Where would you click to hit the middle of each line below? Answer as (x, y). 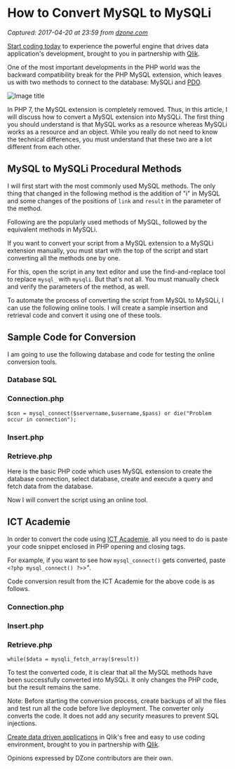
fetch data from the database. (50, 486)
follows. (19, 588)
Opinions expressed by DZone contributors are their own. (90, 758)
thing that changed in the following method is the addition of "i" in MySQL (114, 193)
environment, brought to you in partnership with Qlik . (83, 744)
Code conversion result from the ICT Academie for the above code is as (111, 581)
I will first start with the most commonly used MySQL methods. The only (112, 186)
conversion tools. (32, 362)
